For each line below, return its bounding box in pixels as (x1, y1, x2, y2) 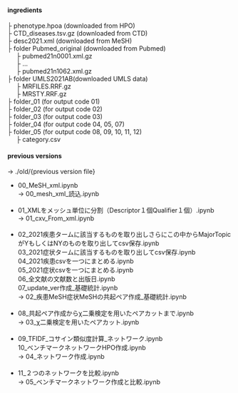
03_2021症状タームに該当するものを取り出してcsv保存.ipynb (17, 248, 196, 257)
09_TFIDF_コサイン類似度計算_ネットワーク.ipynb (17, 335, 163, 343)
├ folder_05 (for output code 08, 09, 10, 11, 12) (7, 128, 143, 136)
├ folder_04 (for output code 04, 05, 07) (7, 120, 125, 128)
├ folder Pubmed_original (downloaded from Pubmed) (7, 44, 166, 53)
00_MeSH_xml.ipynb (17, 181, 78, 190)
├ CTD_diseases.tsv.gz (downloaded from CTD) (7, 29, 148, 38)
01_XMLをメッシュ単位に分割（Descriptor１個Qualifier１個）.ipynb (17, 206, 215, 215)
